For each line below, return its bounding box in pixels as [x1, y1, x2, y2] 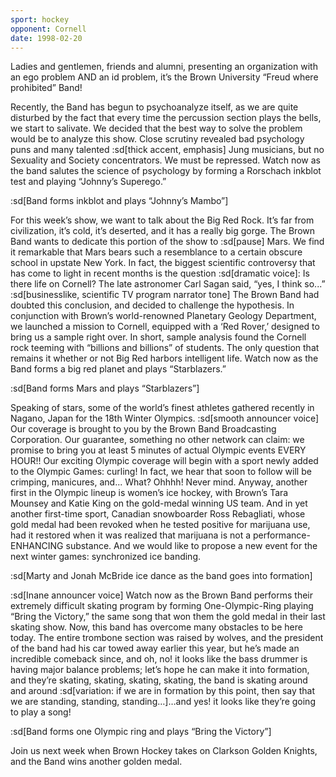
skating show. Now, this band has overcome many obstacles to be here [10, 621, 303, 633]
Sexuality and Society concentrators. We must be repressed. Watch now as [10, 154, 321, 166]
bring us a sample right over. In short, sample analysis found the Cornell [10, 331, 307, 343]
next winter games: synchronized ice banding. [10, 551, 202, 563]
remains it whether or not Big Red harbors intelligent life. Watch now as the [10, 352, 319, 365]
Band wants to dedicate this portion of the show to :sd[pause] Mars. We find [10, 236, 325, 248]
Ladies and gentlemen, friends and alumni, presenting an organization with [10, 61, 318, 73]
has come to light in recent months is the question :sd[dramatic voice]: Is [10, 267, 310, 280]
